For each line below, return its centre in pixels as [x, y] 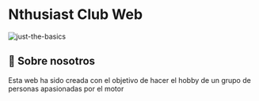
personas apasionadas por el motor [66, 88]
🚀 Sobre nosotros [52, 61]
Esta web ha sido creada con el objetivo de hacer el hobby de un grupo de [129, 80]
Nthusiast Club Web [76, 15]
